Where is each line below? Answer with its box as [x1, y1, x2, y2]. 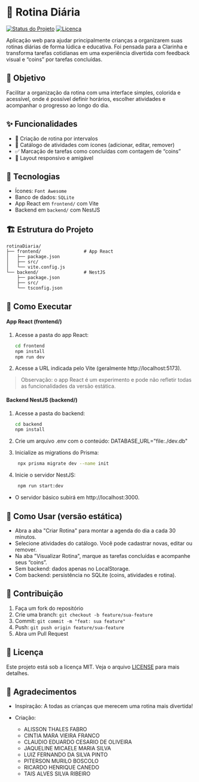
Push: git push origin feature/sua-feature [14, 624, 124, 631]
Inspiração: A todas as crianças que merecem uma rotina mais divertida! [14, 703, 193, 710]
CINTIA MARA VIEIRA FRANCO [23, 732, 100, 740]
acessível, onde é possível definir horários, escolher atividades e [6, 95, 166, 102]
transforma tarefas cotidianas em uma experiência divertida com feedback [6, 49, 190, 56]
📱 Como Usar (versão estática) [6, 511, 123, 522]
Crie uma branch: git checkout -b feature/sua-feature [14, 611, 154, 618]
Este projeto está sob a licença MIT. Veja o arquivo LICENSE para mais [6, 663, 180, 670]
